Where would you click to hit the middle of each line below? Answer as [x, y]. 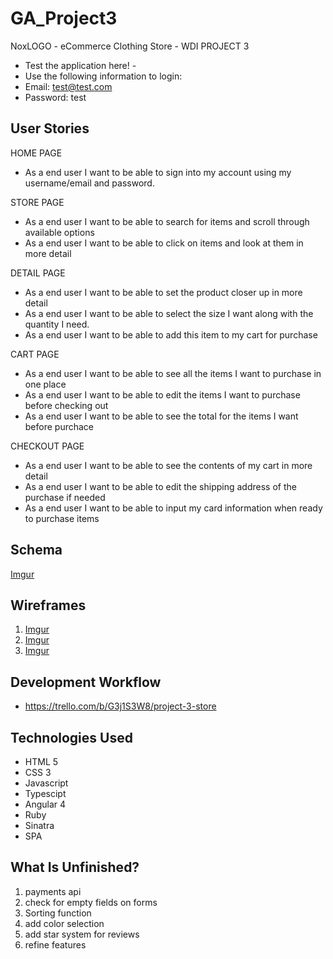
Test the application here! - [80, 65]
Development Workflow [86, 682]
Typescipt [45, 793]
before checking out [66, 405]
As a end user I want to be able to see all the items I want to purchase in [173, 373]
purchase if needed [65, 497]
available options [59, 232]
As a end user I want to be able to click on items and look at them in [164, 243]
